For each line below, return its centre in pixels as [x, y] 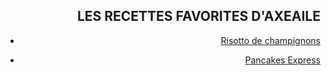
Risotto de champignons [270, 40]
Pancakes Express [282, 60]
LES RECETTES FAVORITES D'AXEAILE [198, 16]
